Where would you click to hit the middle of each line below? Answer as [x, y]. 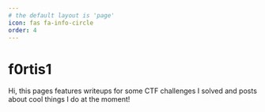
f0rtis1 [30, 69]
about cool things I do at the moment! [69, 99]
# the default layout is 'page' [61, 15]
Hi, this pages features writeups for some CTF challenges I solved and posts [132, 91]
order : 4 [23, 30]
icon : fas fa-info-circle [51, 23]
